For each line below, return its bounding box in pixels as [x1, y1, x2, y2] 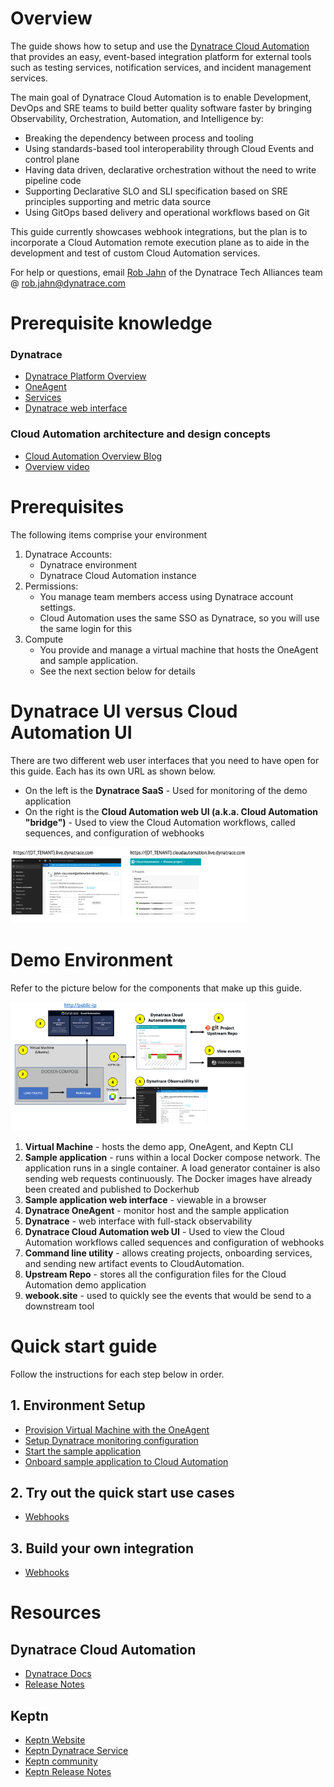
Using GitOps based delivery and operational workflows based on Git [24, 206, 310, 218]
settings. [39, 601, 76, 613]
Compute [24, 633, 64, 645]
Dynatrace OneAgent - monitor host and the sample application [24, 1204, 290, 1216]
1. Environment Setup [10, 1397, 146, 1414]
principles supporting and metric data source [24, 195, 212, 207]
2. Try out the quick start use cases [10, 1485, 235, 1502]
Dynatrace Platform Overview [24, 370, 147, 382]
